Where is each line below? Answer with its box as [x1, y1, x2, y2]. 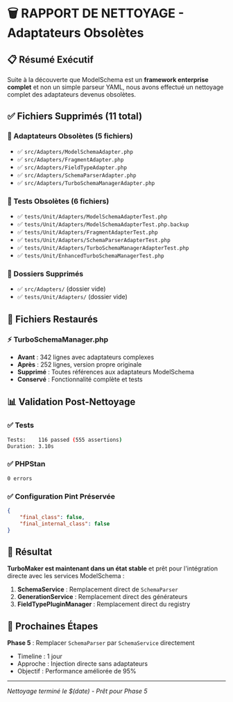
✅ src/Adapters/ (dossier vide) [17, 285, 106, 293]
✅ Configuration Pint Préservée [7, 491, 116, 501]
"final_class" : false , [19, 513, 85, 520]
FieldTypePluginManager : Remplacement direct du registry [17, 600, 191, 609]
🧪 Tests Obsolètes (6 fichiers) [7, 196, 110, 206]
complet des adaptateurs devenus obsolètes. [7, 90, 137, 98]
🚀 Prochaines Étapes [7, 620, 98, 632]
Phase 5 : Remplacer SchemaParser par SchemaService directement [7, 639, 196, 647]
